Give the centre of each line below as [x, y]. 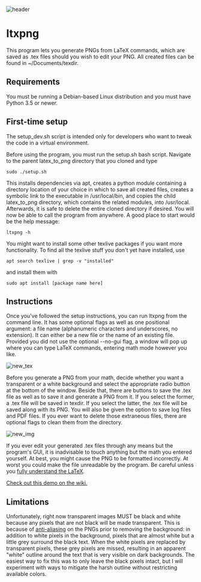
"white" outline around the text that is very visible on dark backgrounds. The [100, 555]
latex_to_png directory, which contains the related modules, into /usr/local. [98, 202]
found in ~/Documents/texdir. [43, 63]
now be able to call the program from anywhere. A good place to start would [100, 215]
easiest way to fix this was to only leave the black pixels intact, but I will [94, 561]
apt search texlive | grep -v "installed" [60, 261]
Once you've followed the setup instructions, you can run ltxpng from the [97, 316]
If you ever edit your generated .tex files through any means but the [90, 446]
